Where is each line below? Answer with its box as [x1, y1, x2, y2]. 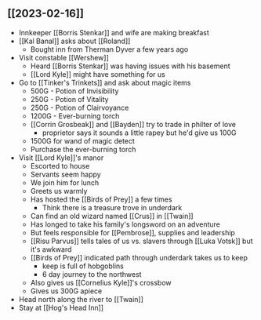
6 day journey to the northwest [42, 269, 142, 278]
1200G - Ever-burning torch [30, 111, 120, 121]
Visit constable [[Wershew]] [18, 53, 109, 62]
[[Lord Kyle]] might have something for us [30, 69, 165, 78]
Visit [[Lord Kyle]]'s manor [18, 153, 104, 162]
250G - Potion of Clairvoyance [30, 103, 129, 112]
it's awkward [30, 244, 72, 254]
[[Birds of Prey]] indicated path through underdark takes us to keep [30, 253, 248, 262]
